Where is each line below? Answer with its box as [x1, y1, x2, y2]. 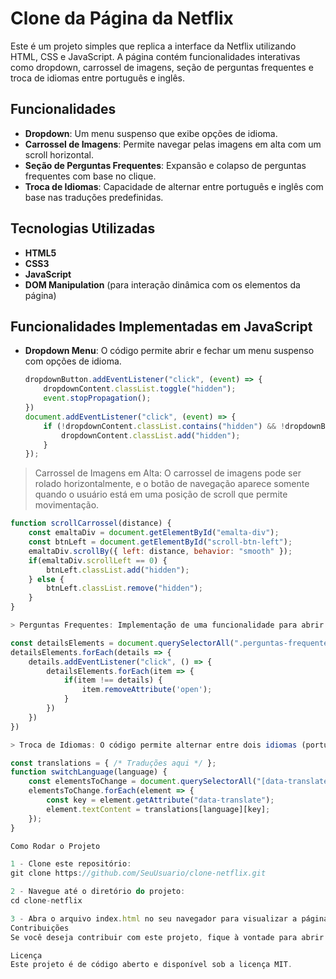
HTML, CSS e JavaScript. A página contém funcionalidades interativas [10, 50, 301, 62]
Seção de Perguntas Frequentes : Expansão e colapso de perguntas [24, 159, 307, 171]
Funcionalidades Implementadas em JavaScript [10, 318, 313, 335]
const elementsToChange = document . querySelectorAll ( [28, 777, 257, 787]
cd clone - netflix [10, 896, 83, 906]
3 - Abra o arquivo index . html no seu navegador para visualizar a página [10, 913, 329, 924]
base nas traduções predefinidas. [24, 191, 164, 203]
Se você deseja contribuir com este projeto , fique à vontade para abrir [10, 932, 325, 942]
